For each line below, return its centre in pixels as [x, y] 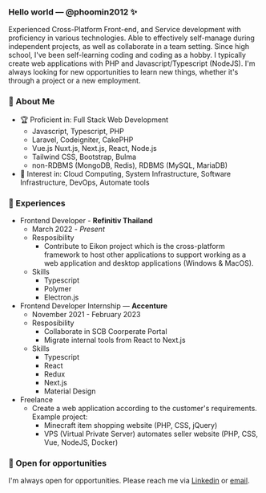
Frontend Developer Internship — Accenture [94, 306]
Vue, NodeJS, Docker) [81, 442]
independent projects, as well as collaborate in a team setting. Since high [129, 47]
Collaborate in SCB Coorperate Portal [105, 331]
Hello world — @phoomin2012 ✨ [73, 12]
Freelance [36, 399]
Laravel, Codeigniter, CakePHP [83, 140]
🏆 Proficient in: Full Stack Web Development [94, 120]
